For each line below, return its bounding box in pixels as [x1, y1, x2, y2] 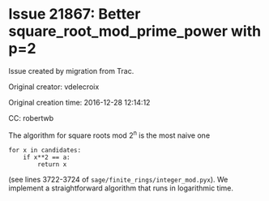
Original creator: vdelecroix [8, 82, 100, 92]
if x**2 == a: [23, 153, 70, 161]
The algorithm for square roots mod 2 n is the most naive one [8, 129, 211, 140]
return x [37, 160, 67, 169]
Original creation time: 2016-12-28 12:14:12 [8, 97, 151, 107]
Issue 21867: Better [8, 5, 141, 24]
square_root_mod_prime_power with [8, 22, 262, 41]
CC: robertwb [8, 113, 54, 122]
